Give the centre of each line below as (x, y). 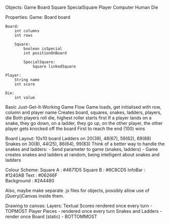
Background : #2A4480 (30, 181)
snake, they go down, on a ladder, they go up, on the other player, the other (84, 123)
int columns (27, 31)
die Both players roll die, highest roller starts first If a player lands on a (78, 118)
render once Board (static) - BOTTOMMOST (51, 216)
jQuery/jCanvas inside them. (35, 196)
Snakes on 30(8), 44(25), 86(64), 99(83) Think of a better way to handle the (85, 144)
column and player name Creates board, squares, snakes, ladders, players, (83, 112)
